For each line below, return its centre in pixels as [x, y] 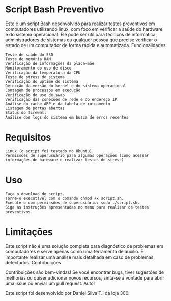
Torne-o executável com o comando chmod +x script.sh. [65, 198]
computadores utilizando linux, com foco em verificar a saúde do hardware [84, 29]
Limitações [29, 232]
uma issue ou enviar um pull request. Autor [50, 283]
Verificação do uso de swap [35, 95]
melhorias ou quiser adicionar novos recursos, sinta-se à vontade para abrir [85, 277]
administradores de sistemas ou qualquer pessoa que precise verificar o [81, 40]
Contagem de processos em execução [43, 90]
